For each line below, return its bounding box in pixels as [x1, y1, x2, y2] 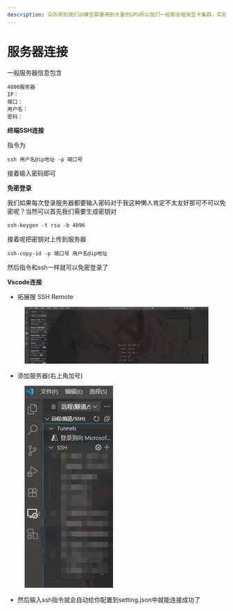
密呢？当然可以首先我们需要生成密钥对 [7, 207, 116, 215]
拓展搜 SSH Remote [17, 292, 74, 301]
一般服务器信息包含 [7, 68, 62, 76]
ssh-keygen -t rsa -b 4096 [7, 222, 85, 229]
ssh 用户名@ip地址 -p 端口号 [7, 156, 83, 163]
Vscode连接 [7, 277, 42, 286]
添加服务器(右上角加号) [17, 372, 83, 380]
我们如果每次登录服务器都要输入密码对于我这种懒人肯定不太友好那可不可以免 [7, 198, 226, 207]
